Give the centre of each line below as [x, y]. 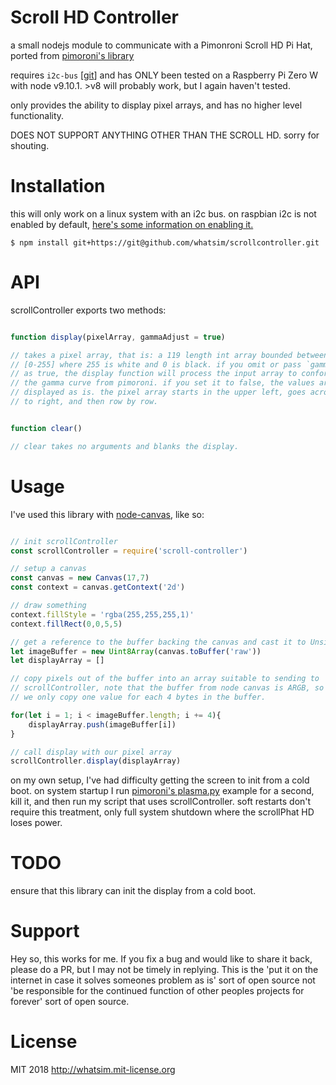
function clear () [46, 428]
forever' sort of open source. [70, 1002]
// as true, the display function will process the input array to [154, 374]
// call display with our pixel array [91, 752]
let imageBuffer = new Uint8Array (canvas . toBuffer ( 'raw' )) [136, 651]
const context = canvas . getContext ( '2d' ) [98, 587]
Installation [58, 186]
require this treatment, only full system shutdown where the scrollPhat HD [162, 812]
